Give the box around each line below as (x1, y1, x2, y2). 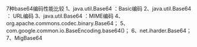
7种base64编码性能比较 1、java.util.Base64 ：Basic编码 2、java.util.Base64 (6, 5, 192, 12)
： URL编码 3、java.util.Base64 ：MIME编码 (6, 12, 114, 19)
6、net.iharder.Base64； (131, 27, 192, 34)
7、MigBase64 (6, 35, 43, 41)
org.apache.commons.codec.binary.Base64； (6, 20, 119, 26)
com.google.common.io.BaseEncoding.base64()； (6, 27, 130, 34)
